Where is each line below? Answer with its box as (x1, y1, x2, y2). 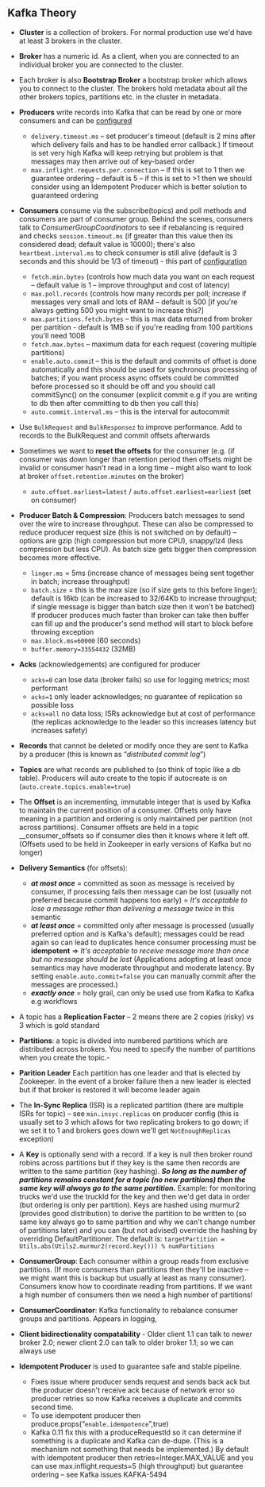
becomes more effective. (18, 552, 101, 562)
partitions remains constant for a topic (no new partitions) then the (18, 1175, 246, 1184)
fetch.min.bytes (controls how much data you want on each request (30, 272, 255, 281)
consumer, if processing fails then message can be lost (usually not (30, 886, 252, 896)
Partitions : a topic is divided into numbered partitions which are (18, 1036, 228, 1045)
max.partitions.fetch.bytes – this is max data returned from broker (30, 314, 253, 323)
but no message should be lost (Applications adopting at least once (30, 954, 252, 964)
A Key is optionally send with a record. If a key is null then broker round (18, 1149, 253, 1159)
